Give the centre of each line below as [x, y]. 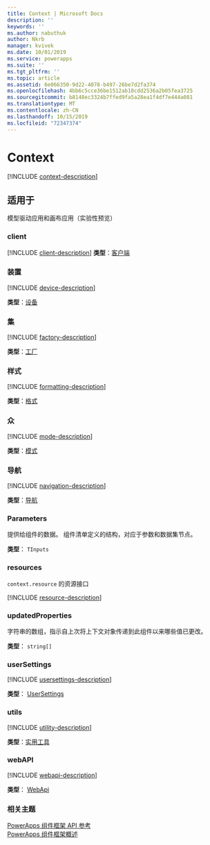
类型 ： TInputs [28, 549]
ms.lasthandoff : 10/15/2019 [48, 116]
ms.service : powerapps [40, 59]
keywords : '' [26, 26]
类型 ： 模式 [22, 451]
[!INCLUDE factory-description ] [52, 338]
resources [25, 568]
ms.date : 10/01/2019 [37, 53]
